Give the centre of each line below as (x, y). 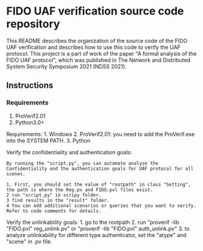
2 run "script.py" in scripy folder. (54, 195)
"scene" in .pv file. (29, 241)
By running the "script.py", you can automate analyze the (82, 163)
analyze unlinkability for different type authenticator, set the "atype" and (96, 235)
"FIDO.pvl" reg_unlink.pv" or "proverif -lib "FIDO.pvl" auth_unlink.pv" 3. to (98, 229)
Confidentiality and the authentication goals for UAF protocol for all (100, 168)
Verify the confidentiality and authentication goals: (69, 152)
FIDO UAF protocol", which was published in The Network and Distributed (98, 60)
